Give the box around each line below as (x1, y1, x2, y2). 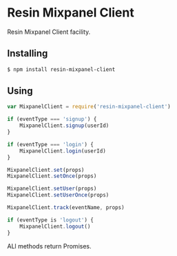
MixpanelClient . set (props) (7, 166, 85, 173)
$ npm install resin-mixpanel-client (7, 66, 116, 73)
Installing (7, 48, 48, 59)
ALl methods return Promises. (7, 242, 92, 250)
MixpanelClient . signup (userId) (19, 122, 110, 129)
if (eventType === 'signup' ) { (7, 116, 97, 123)
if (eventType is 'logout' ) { (7, 216, 94, 224)
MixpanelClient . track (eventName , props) (7, 204, 125, 211)
